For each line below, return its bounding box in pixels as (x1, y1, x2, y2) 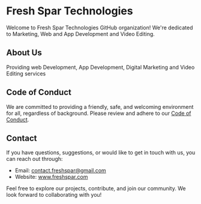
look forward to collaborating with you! (6, 191, 102, 199)
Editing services (6, 70, 46, 77)
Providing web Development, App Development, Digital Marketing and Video (6, 63, 195, 71)
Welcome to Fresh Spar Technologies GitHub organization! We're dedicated (6, 24, 193, 31)
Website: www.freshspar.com (14, 173, 88, 181)
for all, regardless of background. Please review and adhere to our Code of (6, 109, 191, 117)
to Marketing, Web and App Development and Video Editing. (6, 30, 155, 37)
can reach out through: (6, 156, 63, 163)
